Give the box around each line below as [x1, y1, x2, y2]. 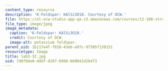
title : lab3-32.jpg [5, 53, 46, 59]
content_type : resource [5, 7, 55, 12]
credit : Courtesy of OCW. [9, 35, 64, 40]
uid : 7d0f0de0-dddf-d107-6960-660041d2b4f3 [5, 58, 97, 63]
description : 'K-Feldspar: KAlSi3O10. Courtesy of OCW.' [5, 12, 126, 17]
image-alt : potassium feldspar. [9, 40, 77, 45]
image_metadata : [5, 26, 39, 31]
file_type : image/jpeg [5, 21, 52, 26]
